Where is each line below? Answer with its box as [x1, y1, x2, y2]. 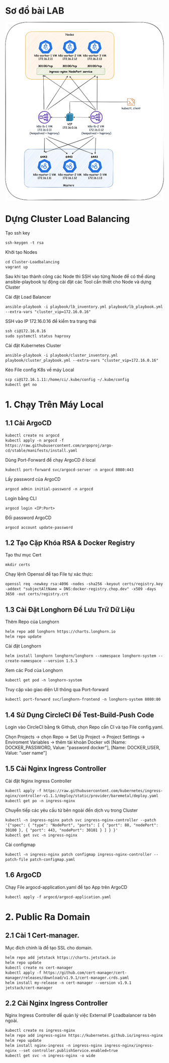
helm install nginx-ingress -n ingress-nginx [5, 1043, 102, 1048]
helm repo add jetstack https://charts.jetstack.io [5, 955, 116, 960]
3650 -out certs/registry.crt [5, 592, 69, 597]
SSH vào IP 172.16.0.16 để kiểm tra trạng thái [5, 318, 97, 324]
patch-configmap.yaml [30, 857, 75, 862]
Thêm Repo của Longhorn [5, 619, 59, 625]
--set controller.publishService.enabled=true [18, 1048, 118, 1053]
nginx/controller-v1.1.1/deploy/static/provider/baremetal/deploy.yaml [5, 793, 158, 798]
